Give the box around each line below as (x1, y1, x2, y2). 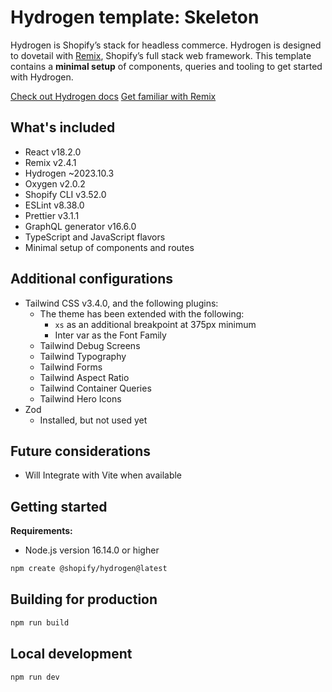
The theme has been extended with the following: (39, 307, 245, 320)
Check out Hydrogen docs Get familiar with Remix (10, 90, 217, 102)
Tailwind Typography (39, 350, 127, 362)
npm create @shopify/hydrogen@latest (10, 564, 168, 574)
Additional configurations (10, 271, 173, 288)
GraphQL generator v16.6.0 (24, 220, 137, 232)
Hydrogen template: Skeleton (10, 6, 260, 29)
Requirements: (10, 525, 73, 537)
